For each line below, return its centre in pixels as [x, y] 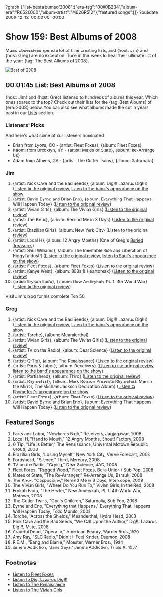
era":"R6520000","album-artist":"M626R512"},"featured [61, 12]
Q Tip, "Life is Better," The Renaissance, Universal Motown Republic [80, 444]
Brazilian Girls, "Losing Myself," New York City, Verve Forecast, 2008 [81, 455]
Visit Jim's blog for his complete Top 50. [46, 296]
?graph [13, 7]
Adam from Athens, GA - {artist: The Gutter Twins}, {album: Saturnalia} [83, 161]
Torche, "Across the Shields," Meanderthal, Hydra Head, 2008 [74, 516]
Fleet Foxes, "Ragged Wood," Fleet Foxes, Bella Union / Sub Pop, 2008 [83, 470]
